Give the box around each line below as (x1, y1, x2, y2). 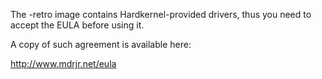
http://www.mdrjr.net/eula (10, 58, 117, 69)
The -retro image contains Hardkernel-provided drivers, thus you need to (10, 9, 312, 20)
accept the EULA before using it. (10, 19, 145, 31)
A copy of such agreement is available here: (10, 39, 192, 50)
